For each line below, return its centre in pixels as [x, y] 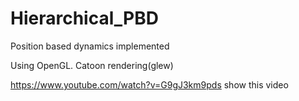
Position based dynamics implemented [90, 46]
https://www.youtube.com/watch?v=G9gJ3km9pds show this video [149, 84]
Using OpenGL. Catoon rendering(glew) [92, 65]
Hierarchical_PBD [84, 18]
